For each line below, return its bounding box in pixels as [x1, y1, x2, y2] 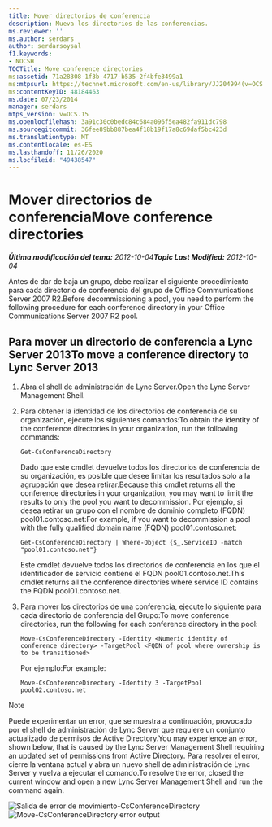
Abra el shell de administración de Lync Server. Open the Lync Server [19, 382, 250, 392]
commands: [19, 432, 60, 442]
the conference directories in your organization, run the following [19, 424, 238, 433]
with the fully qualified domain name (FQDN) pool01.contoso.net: [19, 523, 237, 532]
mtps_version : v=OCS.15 [8, 111, 89, 119]
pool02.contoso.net [19, 686, 87, 694]
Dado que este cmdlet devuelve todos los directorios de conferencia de [19, 462, 260, 472]
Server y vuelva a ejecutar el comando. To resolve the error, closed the [8, 768, 244, 777]
